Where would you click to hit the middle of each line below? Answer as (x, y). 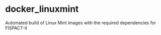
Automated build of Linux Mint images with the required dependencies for (81, 23)
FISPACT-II (16, 28)
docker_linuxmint (42, 9)
